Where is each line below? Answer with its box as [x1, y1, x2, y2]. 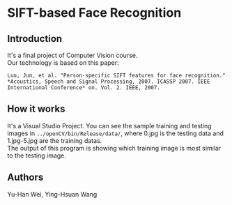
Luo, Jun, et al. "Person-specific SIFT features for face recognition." [7, 72, 226, 79]
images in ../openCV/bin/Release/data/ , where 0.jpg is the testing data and [7, 129, 224, 137]
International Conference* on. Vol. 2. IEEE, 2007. [7, 84, 160, 91]
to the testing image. [7, 151, 66, 160]
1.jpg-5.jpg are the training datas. [7, 136, 102, 144]
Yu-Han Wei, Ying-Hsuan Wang [7, 190, 98, 198]
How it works [7, 103, 65, 115]
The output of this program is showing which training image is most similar [7, 144, 222, 152]
